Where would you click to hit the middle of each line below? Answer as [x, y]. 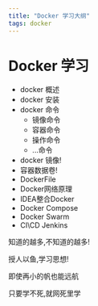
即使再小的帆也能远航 [43, 276]
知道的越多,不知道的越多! [49, 242]
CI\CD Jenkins [44, 225]
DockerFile [38, 179]
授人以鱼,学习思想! [39, 259]
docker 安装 [40, 100]
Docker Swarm [45, 217]
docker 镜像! [41, 160]
